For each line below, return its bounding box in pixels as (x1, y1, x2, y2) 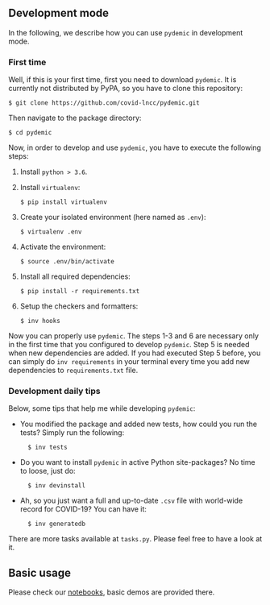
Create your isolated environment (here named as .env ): (19, 213, 206, 222)
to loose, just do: (19, 466, 76, 476)
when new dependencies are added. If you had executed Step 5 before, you (8, 348, 261, 358)
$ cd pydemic (8, 129, 52, 137)
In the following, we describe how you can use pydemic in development (8, 27, 243, 37)
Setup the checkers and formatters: (19, 301, 139, 311)
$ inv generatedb (27, 520, 86, 528)
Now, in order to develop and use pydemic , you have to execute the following (8, 143, 262, 152)
